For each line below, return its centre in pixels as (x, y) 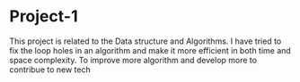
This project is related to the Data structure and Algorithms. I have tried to (146, 41)
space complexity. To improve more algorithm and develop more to (133, 60)
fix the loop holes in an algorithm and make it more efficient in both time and (150, 50)
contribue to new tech (50, 70)
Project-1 (44, 16)
